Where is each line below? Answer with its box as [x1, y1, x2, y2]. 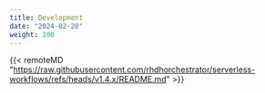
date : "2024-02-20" [9, 22, 84, 31]
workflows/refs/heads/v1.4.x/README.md [9, 74, 167, 85]
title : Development [9, 13, 84, 23]
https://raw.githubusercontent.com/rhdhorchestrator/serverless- [13, 64, 256, 75]
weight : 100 [9, 30, 55, 39]
